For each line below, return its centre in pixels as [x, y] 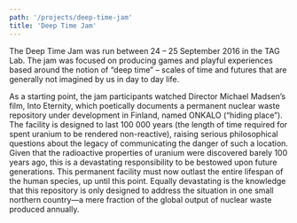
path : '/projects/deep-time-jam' [71, 17]
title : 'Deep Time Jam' [53, 26]
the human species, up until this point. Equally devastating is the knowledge [148, 181]
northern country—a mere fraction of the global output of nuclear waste [141, 199]
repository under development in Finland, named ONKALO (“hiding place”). [146, 115]
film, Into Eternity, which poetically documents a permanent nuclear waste [145, 105]
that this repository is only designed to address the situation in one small [141, 190]
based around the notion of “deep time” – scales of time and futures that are [148, 69]
